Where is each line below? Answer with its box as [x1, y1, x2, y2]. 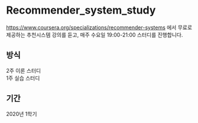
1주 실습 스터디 [6, 75, 40, 82]
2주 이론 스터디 [6, 67, 41, 74]
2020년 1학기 [6, 110, 37, 117]
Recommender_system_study [6, 4, 156, 17]
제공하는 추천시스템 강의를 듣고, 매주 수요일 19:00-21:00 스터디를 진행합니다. [6, 31, 183, 38]
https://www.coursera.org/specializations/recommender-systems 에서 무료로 [6, 24, 193, 31]
